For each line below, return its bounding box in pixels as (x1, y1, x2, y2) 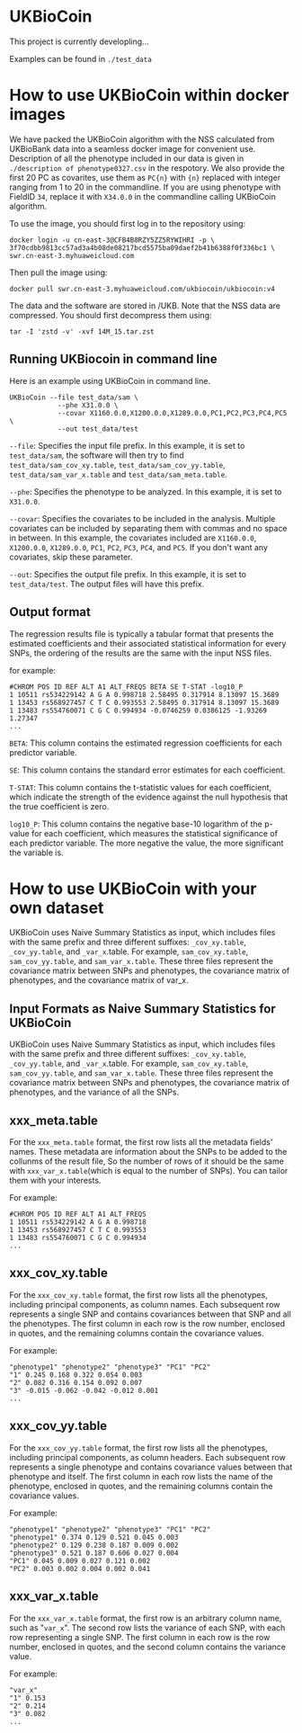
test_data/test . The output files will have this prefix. (9, 578, 205, 589)
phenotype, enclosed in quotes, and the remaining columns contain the (9, 1480, 273, 1491)
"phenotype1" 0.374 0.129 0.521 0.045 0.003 (9, 1532, 179, 1541)
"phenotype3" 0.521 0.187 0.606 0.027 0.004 (9, 1549, 179, 1558)
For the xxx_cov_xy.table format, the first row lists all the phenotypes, (9, 1289, 268, 1300)
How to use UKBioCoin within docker (9, 85, 289, 105)
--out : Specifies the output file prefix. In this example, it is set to (9, 568, 247, 579)
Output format (9, 604, 92, 620)
